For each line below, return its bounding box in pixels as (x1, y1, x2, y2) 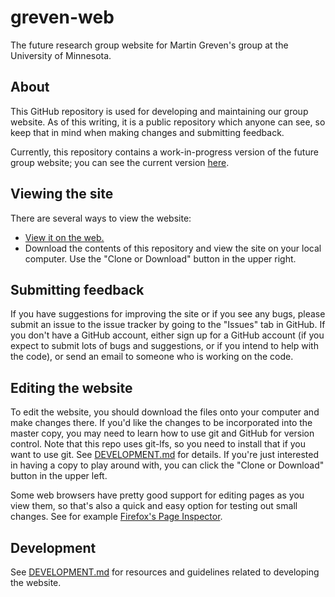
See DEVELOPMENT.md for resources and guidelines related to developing (10, 566, 320, 578)
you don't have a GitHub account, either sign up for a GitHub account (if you (10, 329, 325, 341)
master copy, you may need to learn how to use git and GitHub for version (10, 427, 315, 440)
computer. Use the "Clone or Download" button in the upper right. (24, 252, 297, 265)
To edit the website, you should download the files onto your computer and (10, 406, 320, 418)
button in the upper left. (10, 470, 108, 482)
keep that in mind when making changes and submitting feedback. (10, 126, 285, 138)
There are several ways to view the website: (10, 212, 192, 224)
